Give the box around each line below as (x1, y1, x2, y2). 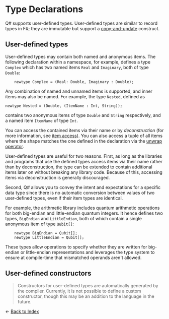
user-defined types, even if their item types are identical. (5, 195, 123, 201)
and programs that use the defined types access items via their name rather (5, 158, 162, 164)
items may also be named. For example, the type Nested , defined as (5, 93, 145, 99)
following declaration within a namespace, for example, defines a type (5, 59, 151, 65)
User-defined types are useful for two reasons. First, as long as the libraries (5, 153, 162, 159)
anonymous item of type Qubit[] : (5, 221, 74, 227)
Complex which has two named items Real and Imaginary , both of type (5, 64, 149, 70)
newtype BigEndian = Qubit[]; (14, 230, 78, 235)
